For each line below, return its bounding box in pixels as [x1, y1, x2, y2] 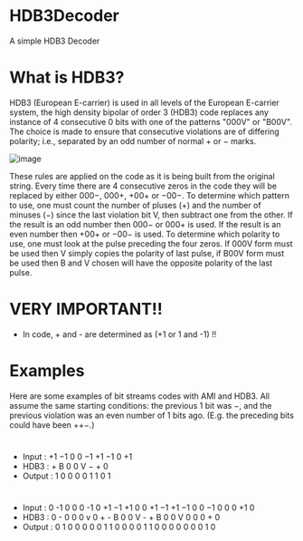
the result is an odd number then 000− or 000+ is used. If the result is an [9, 218, 281, 229]
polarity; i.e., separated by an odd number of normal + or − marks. [9, 135, 257, 146]
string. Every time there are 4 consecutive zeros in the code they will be [9, 180, 278, 191]
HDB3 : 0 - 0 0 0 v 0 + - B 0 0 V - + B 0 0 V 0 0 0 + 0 [22, 512, 221, 523]
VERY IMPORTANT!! [9, 299, 163, 320]
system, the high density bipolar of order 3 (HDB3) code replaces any [9, 106, 270, 118]
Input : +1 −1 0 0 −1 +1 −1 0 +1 [22, 450, 133, 462]
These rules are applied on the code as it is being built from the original [9, 170, 276, 181]
